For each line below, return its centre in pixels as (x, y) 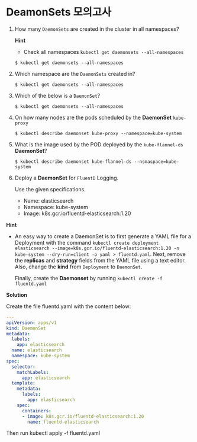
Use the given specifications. (50, 189)
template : (23, 383)
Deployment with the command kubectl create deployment (87, 242)
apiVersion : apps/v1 (32, 323)
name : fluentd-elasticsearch (63, 422)
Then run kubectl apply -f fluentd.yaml (53, 433)
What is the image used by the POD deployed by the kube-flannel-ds (99, 144)
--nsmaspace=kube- (156, 161)
